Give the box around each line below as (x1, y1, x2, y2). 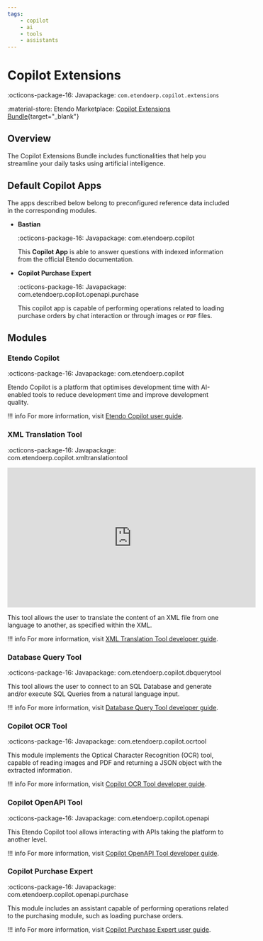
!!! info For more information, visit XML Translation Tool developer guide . (7, 634, 218, 643)
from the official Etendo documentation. (17, 255, 135, 263)
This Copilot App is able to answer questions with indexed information (17, 247, 223, 256)
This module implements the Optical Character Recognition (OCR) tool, (7, 751, 214, 760)
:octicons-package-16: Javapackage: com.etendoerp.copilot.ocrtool (7, 737, 207, 746)
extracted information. (7, 766, 72, 775)
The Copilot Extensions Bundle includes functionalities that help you (7, 151, 206, 160)
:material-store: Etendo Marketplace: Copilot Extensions (7, 104, 171, 114)
